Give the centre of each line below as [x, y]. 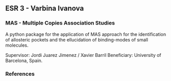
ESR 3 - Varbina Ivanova [45, 8]
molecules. [17, 45]
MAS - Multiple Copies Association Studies [60, 23]
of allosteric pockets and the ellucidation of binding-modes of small [77, 39]
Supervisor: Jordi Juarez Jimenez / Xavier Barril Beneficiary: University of [83, 55]
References [20, 74]
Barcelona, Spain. [24, 60]
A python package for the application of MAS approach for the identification [86, 34]
